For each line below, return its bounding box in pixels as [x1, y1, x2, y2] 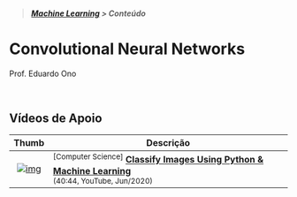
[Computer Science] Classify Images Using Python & [52, 152, 264, 166]
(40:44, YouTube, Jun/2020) [52, 176, 153, 186]
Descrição [146, 137, 191, 149]
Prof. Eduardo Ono [9, 68, 77, 79]
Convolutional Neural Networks [9, 39, 246, 58]
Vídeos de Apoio [9, 110, 103, 125]
